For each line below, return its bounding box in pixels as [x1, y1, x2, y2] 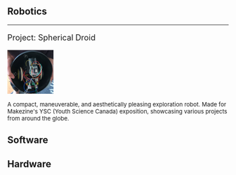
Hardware [7, 157, 51, 170]
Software [7, 134, 48, 146]
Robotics [7, 6, 48, 17]
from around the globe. [7, 114, 70, 122]
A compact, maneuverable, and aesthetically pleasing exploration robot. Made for [7, 100, 227, 108]
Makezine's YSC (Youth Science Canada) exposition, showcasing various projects [7, 107, 228, 115]
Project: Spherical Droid [7, 32, 96, 43]
